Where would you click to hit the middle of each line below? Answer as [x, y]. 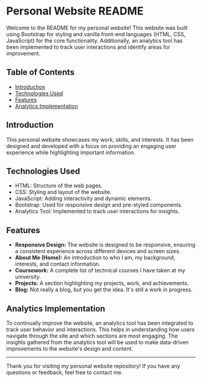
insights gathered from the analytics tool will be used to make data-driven [98, 342]
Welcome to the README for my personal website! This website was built [97, 28]
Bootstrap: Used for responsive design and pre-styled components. [99, 205]
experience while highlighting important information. [71, 152]
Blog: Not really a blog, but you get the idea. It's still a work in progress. [104, 290]
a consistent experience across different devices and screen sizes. [98, 251]
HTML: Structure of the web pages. [59, 186]
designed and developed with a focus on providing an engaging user [91, 146]
